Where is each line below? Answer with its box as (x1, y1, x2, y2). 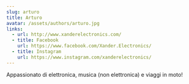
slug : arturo (6, 9, 40, 15)
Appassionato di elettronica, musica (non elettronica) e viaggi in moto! (6, 71, 183, 78)
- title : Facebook (12, 37, 59, 43)
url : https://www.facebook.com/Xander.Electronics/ (17, 43, 152, 49)
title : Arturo (6, 15, 43, 21)
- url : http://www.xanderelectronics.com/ (12, 32, 122, 38)
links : (6, 26, 23, 32)
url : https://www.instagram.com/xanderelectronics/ (17, 54, 152, 60)
